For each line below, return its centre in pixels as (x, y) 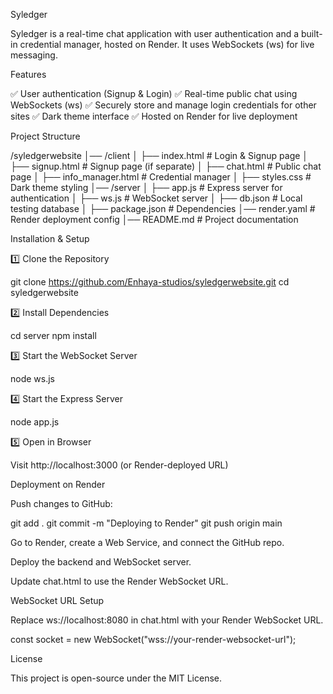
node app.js (35, 422)
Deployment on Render (58, 484)
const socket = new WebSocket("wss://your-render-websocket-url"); (153, 639)
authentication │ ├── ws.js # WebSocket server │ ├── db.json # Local (156, 198)
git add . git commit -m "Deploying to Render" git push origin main (146, 523)
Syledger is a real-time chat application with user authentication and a (155, 33)
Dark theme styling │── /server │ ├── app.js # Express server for (146, 187)
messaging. (34, 55)
